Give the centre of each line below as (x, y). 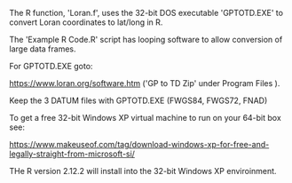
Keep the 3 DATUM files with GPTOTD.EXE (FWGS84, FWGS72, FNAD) (138, 100)
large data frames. (43, 49)
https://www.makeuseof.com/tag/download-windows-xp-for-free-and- (139, 144)
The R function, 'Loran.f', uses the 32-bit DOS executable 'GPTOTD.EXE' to (146, 13)
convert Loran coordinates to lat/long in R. (86, 22)
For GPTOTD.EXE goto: (51, 66)
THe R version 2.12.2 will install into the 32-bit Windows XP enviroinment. (143, 171)
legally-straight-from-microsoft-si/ (72, 154)
